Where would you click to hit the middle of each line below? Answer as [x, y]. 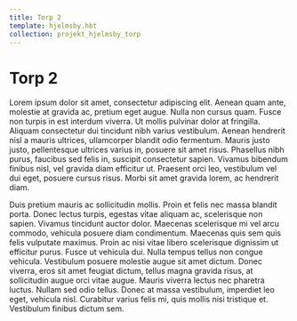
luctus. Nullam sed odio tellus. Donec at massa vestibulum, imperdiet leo [142, 290]
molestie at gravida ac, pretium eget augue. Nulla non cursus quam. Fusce [145, 112]
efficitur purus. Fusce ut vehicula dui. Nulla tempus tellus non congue [136, 252]
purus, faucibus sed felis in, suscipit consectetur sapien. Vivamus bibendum [149, 159]
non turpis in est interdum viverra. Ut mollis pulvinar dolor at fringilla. [135, 122]
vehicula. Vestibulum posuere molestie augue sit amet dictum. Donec [136, 261]
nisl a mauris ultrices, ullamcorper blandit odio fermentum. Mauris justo [140, 140]
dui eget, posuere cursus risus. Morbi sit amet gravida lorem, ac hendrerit [144, 178]
